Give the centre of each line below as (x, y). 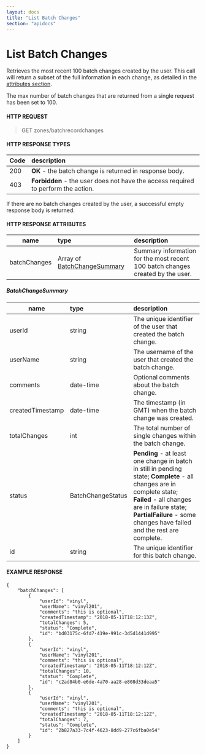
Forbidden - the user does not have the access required (113, 181)
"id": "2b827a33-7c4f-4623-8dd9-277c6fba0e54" (100, 730)
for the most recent (162, 258)
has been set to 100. (32, 103)
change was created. (164, 417)
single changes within (165, 435)
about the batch (156, 385)
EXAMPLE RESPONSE (35, 572)
